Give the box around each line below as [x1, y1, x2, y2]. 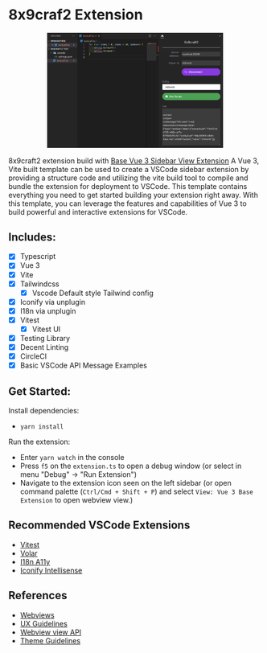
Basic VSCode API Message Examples [19, 360, 147, 371]
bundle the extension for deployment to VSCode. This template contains [8, 181, 248, 191]
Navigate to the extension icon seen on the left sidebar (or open [19, 478, 232, 488]
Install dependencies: [8, 406, 80, 416]
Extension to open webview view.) [19, 495, 133, 505]
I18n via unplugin [19, 306, 76, 315]
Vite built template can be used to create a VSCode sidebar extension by [8, 164, 249, 174]
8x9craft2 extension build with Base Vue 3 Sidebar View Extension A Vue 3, [8, 155, 260, 166]
